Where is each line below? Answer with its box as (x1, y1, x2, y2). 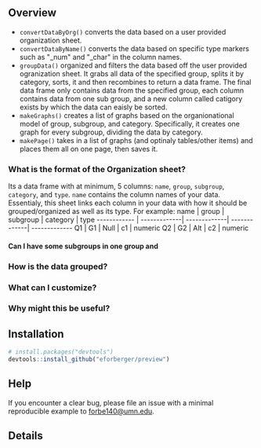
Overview (8, 6, 57, 20)
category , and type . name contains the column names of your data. (8, 190, 221, 200)
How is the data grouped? (8, 261, 108, 272)
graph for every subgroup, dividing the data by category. (19, 127, 203, 137)
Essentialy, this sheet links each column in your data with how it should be (8, 198, 248, 207)
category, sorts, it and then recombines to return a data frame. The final (19, 77, 252, 86)
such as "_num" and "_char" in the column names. (19, 52, 183, 61)
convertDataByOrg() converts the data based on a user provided (19, 27, 227, 36)
